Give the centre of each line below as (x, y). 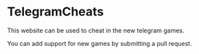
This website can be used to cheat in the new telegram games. (96, 30)
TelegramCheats (56, 12)
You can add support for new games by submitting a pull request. (99, 43)
